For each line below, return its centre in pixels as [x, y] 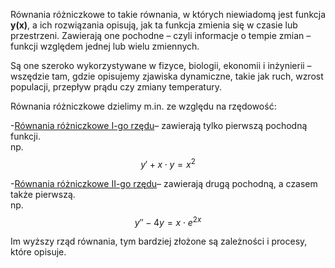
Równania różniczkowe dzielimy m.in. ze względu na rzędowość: [143, 106]
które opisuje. [38, 252]
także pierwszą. [43, 194]
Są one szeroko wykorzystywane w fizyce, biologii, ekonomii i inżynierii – [161, 65]
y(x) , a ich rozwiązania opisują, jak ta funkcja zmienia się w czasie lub [154, 25]
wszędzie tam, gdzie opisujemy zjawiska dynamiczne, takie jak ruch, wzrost [167, 76]
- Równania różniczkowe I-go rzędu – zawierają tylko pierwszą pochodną [159, 125]
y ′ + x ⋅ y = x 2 [168, 163]
